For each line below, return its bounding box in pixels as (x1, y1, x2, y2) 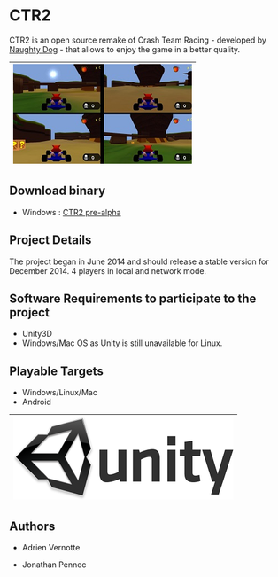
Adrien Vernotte (21, 542, 81, 552)
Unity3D (21, 329, 53, 339)
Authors (9, 519, 56, 534)
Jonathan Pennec (21, 559, 87, 570)
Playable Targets (9, 363, 104, 378)
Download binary (9, 183, 106, 199)
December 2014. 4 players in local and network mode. (9, 265, 206, 276)
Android (21, 396, 51, 408)
